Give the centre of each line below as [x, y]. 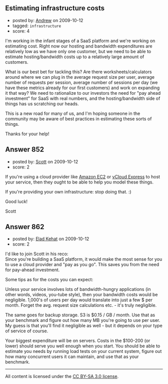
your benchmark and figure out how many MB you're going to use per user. [83, 320]
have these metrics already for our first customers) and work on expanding [82, 88]
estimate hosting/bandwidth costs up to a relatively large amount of [75, 57]
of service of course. [27, 331]
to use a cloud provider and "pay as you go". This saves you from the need [82, 265]
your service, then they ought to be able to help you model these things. [79, 182]
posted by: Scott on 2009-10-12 [45, 161]
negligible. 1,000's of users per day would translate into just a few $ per [79, 300]
